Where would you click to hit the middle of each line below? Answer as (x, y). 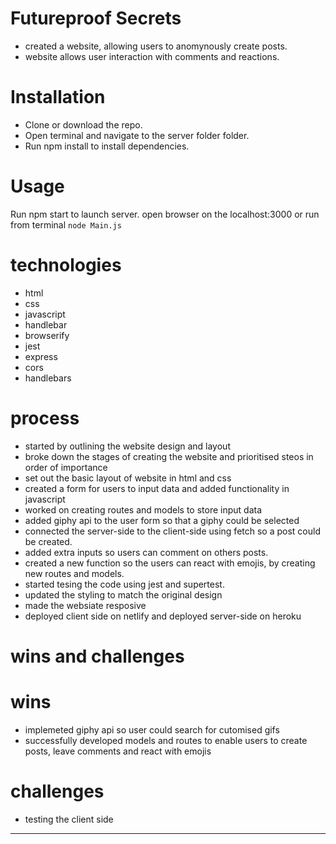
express (41, 356)
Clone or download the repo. (83, 124)
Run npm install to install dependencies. (107, 146)
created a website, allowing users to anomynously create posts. (156, 46)
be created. (48, 541)
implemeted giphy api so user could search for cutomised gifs (152, 729)
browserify (47, 335)
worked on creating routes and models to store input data (143, 509)
